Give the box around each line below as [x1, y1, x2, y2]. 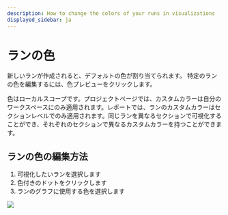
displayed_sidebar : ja [7, 16, 72, 23]
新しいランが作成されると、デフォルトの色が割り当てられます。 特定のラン [7, 72, 217, 80]
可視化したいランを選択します [16, 170, 101, 178]
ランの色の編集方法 [7, 151, 88, 162]
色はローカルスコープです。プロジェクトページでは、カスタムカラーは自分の [7, 95, 222, 103]
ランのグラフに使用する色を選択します [16, 187, 125, 195]
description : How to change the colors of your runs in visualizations [7, 10, 215, 17]
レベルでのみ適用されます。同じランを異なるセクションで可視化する [30, 112, 222, 120]
